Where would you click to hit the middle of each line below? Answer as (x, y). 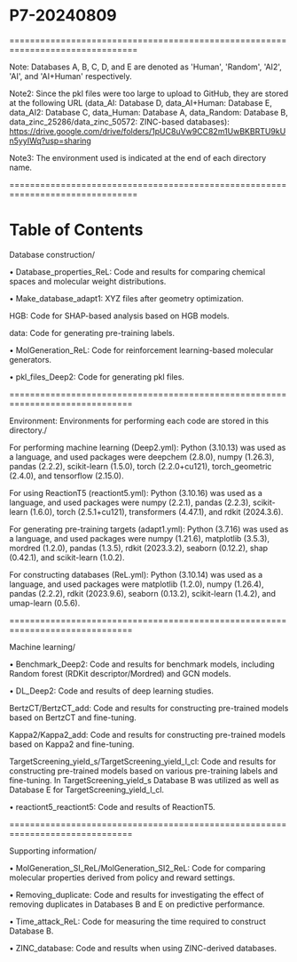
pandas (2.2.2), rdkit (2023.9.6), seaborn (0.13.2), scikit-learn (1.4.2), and (143, 593)
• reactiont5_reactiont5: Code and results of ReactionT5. (112, 806)
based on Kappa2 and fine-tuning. (72, 744)
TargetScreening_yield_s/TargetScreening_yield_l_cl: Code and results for (143, 761)
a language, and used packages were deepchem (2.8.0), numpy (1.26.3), (142, 457)
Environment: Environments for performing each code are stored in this (139, 421)
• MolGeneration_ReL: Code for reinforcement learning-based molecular (141, 350)
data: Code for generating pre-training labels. (92, 333)
